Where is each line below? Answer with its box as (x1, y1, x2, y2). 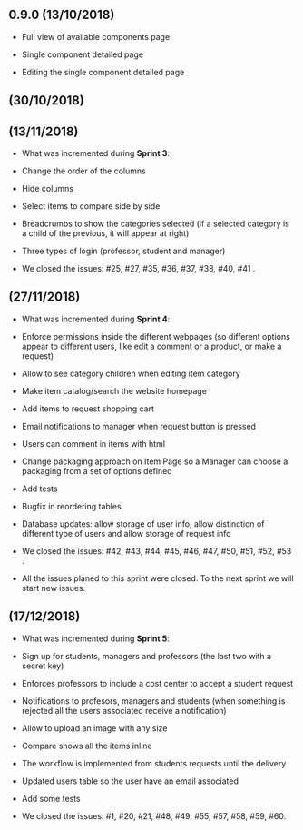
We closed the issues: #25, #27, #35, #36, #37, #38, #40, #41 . (21, 263, 256, 274)
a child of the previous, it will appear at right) (21, 228, 190, 239)
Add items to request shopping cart (21, 403, 155, 414)
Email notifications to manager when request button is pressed (21, 420, 256, 431)
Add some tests (21, 793, 81, 804)
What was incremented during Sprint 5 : (21, 633, 170, 644)
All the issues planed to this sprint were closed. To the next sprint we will (21, 572, 294, 584)
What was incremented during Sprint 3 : (21, 148, 170, 159)
